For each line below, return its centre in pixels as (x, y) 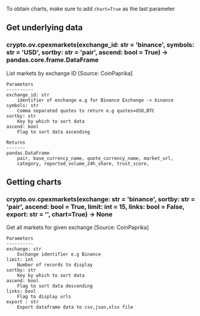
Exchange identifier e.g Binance (59, 254)
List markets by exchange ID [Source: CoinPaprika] (70, 73)
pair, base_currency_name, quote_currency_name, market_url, (95, 158)
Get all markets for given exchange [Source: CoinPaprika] (78, 227)
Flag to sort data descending (55, 286)
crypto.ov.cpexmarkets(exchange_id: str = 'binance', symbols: (100, 45)
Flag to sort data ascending (54, 132)
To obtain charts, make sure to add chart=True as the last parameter (91, 9)
